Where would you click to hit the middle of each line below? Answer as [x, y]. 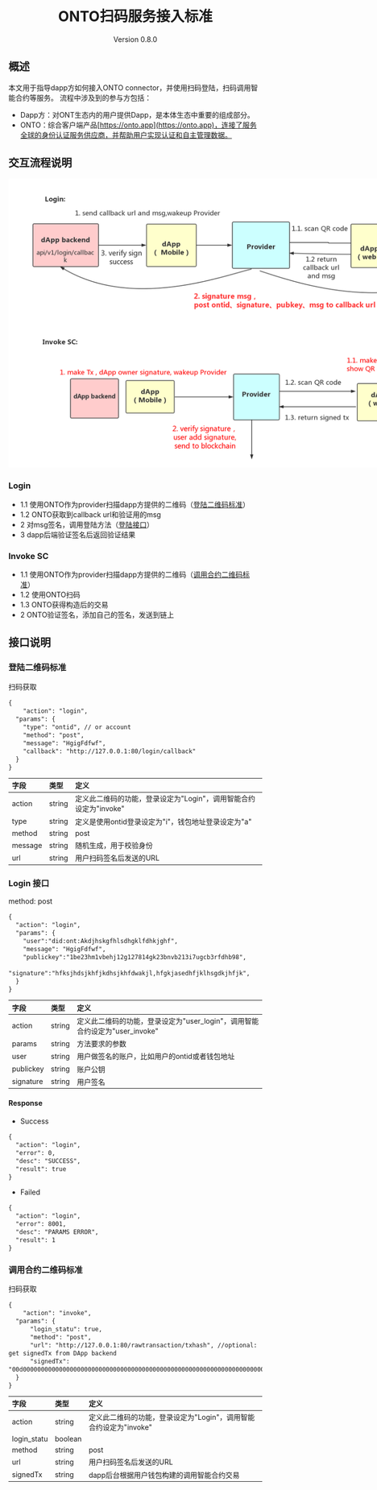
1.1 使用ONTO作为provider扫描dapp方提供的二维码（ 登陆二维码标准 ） [135, 504]
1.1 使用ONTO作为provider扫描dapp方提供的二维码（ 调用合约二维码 [131, 574]
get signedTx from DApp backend [62, 1353]
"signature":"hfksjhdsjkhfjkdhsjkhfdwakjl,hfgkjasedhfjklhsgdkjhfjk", [129, 974]
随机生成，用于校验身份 [114, 846]
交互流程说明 [40, 163]
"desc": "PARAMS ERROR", [57, 1232]
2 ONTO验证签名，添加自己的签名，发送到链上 [97, 615]
